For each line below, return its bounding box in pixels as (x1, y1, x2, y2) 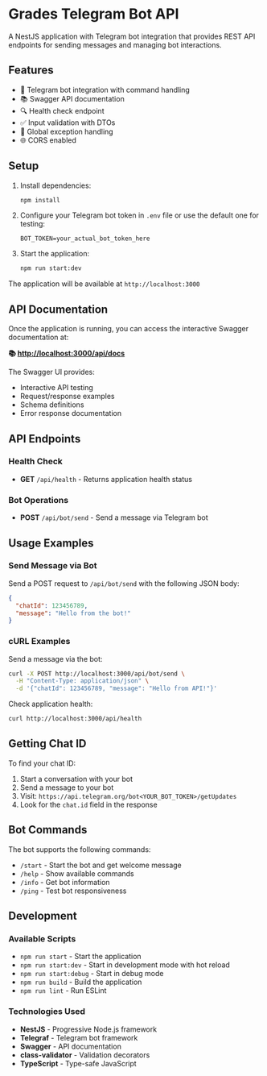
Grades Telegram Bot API (8, 5, 179, 23)
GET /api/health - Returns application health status (19, 474, 193, 484)
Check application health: (8, 699, 93, 709)
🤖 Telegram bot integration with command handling (19, 85, 191, 94)
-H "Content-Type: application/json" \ (15, 677, 150, 685)
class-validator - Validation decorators (19, 1049, 150, 1060)
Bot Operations (8, 494, 69, 505)
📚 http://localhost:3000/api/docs (8, 348, 125, 359)
